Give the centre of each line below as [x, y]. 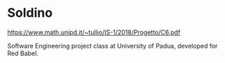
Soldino [30, 13]
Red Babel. [23, 53]
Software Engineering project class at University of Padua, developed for [112, 45]
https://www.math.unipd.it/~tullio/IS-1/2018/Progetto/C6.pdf [94, 32]
